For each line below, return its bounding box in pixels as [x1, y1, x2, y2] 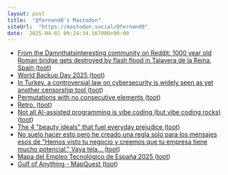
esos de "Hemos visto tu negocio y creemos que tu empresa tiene [17, 137, 208, 146]
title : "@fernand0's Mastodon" [7, 17, 101, 24]
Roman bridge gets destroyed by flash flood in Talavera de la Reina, [17, 56, 212, 65]
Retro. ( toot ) [17, 100, 52, 109]
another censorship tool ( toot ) [17, 86, 104, 94]
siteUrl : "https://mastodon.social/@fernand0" [7, 23, 149, 30]
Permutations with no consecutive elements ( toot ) [17, 93, 161, 102]
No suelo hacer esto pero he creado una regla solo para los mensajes [17, 130, 218, 139]
